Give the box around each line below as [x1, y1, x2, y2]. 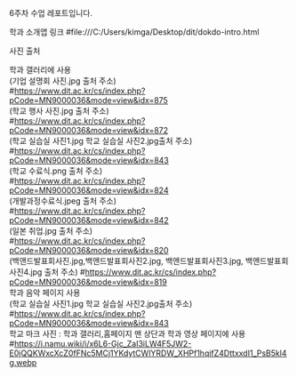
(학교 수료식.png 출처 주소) [9, 165, 103, 176]
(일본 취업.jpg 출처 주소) [9, 226, 93, 236]
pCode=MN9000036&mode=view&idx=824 [9, 185, 169, 196]
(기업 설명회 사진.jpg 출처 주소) [9, 76, 117, 86]
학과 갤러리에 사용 [9, 65, 71, 75]
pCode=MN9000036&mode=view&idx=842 [9, 215, 169, 225]
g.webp [9, 357, 37, 367]
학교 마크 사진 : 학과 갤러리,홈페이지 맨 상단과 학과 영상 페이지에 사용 [9, 328, 246, 339]
